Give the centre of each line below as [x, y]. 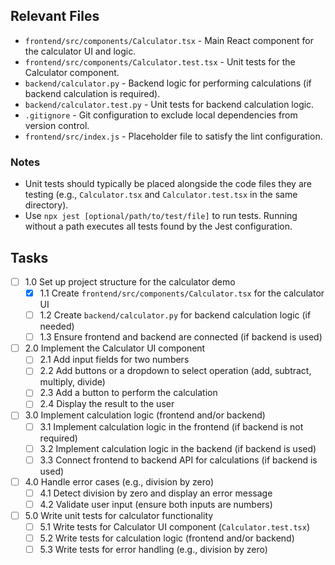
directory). [46, 205]
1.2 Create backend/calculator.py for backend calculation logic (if [175, 315]
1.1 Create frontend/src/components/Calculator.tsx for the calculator [182, 293]
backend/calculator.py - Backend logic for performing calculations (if [168, 83]
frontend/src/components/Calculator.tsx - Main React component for [169, 40]
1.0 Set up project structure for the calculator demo [130, 281]
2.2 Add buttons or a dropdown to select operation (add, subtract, [175, 371]
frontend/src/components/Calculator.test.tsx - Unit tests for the [160, 61]
